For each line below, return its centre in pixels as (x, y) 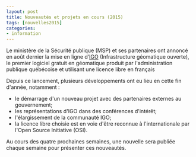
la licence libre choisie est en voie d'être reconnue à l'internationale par (102, 124)
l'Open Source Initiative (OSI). (51, 130)
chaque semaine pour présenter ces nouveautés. (66, 148)
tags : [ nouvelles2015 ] (34, 23)
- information (24, 34)
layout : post (22, 12)
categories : (21, 28)
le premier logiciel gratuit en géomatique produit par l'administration (89, 63)
